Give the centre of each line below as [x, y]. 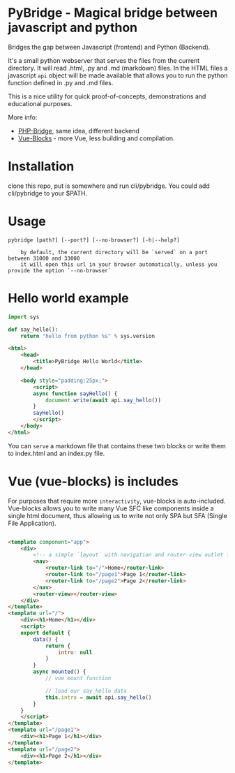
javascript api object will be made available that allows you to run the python [118, 75]
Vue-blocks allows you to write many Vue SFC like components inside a [111, 508]
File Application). [32, 523]
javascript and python [73, 28]
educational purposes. [40, 103]
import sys [24, 317]
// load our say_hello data [86, 691]
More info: [23, 117]
